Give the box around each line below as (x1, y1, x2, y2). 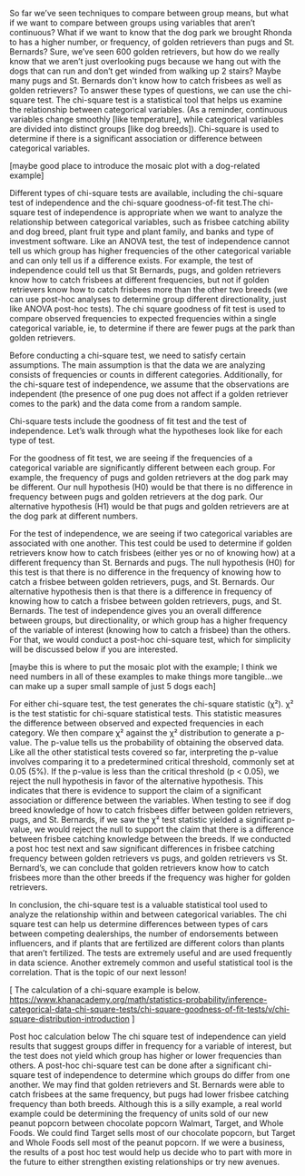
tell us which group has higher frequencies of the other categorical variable (9, 245, 292, 256)
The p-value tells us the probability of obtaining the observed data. (34, 737, 284, 747)
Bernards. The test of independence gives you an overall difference (9, 606, 262, 616)
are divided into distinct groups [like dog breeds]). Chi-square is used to (9, 124, 280, 134)
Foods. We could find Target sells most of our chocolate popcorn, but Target (9, 1128, 296, 1138)
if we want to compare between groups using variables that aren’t (9, 17, 256, 28)
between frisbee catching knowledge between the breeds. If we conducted (9, 834, 291, 844)
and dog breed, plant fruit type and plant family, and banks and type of (9, 226, 274, 237)
